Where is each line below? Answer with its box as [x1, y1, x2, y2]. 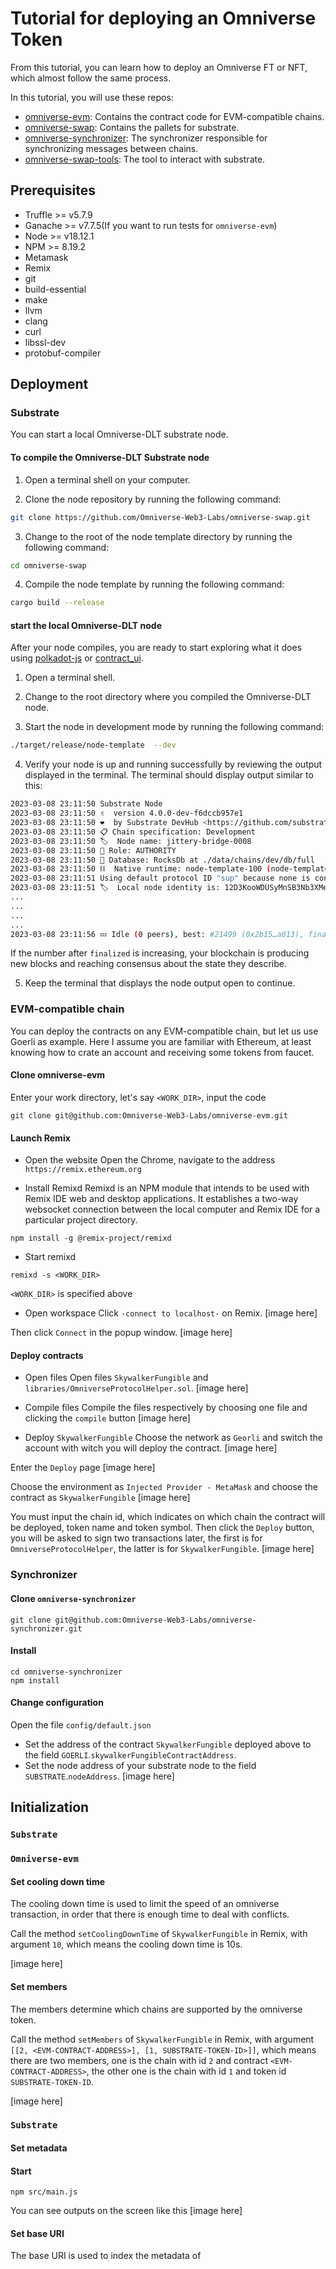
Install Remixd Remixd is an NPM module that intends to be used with [24, 1182, 310, 1194]
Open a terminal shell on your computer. [24, 473, 191, 486]
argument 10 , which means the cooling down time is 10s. [10, 1938, 243, 1951]
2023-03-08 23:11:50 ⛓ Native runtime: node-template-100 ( [10, 864, 272, 874]
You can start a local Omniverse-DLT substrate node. [10, 428, 229, 441]
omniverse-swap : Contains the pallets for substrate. [24, 121, 240, 133]
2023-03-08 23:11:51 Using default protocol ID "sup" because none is [10, 873, 311, 884]
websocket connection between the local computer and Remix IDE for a [24, 1203, 321, 1216]
